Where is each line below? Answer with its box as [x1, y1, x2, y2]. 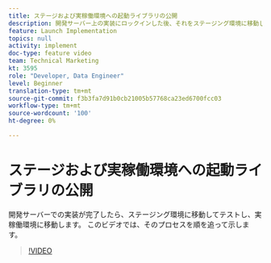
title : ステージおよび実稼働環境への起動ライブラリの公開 [8, 11, 178, 20]
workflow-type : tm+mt [8, 102, 81, 110]
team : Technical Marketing [8, 57, 99, 65]
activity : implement [8, 42, 78, 50]
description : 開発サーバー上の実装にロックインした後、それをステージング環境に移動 [8, 19, 260, 27]
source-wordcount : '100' [8, 110, 92, 118]
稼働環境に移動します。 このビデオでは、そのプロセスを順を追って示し [8, 219, 243, 229]
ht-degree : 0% [8, 117, 56, 125]
